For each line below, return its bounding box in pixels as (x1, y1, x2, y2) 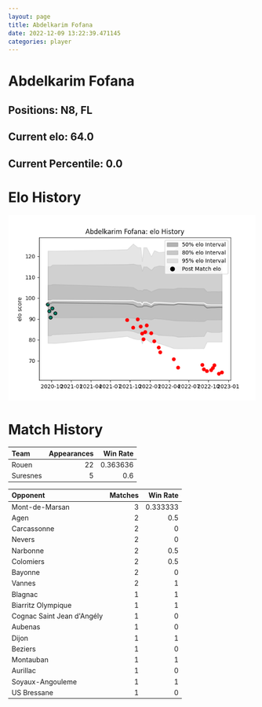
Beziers (11, 644, 37, 654)
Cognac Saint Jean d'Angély (11, 611, 104, 621)
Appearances (48, 449, 94, 458)
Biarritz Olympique (11, 600, 72, 610)
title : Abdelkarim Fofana (8, 20, 93, 29)
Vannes (11, 578, 36, 588)
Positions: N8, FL (8, 103, 93, 117)
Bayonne (11, 568, 41, 577)
